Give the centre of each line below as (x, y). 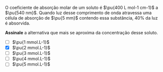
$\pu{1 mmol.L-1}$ (31, 42)
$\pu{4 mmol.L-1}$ (31, 59)
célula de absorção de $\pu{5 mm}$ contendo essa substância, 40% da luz (81, 18)
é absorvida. (18, 23)
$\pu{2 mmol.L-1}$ (31, 48)
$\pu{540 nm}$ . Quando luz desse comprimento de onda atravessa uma (78, 13)
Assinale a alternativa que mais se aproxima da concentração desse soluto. (81, 33)
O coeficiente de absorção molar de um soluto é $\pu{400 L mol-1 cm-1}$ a (81, 8)
